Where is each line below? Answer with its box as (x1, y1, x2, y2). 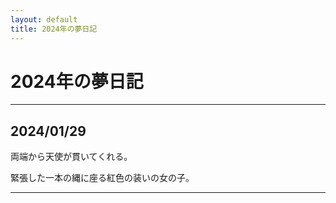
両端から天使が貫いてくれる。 (10, 151, 133, 163)
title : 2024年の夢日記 (10, 24, 98, 34)
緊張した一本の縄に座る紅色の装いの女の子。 (10, 172, 195, 184)
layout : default (10, 14, 78, 25)
